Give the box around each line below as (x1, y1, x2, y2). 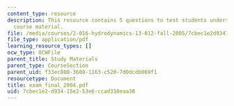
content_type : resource (7, 10, 77, 17)
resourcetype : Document (7, 75, 77, 82)
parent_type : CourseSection (7, 62, 89, 69)
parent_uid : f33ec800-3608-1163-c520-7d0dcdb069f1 (7, 68, 157, 75)
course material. (13, 23, 64, 30)
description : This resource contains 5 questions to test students (7, 17, 208, 24)
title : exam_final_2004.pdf (7, 82, 89, 89)
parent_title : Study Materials (7, 56, 98, 63)
